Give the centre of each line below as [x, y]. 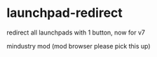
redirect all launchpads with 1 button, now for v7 [76, 32]
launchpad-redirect [65, 13]
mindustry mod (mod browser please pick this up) [79, 46]
